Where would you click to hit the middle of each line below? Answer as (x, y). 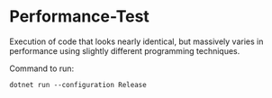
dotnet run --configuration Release (78, 85)
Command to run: (42, 68)
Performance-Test (80, 17)
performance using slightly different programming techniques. (125, 50)
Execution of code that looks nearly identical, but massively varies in (136, 41)
